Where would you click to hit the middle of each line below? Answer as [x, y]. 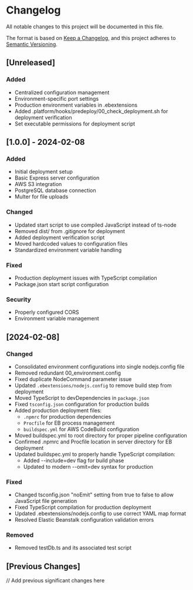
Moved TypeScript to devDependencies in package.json [82, 397]
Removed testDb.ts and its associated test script [73, 548]
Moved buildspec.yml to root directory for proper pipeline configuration [101, 435]
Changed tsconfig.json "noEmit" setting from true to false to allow [94, 495]
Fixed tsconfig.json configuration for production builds [82, 404]
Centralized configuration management [62, 92]
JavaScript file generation [46, 501]
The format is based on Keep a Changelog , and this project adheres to [91, 38]
